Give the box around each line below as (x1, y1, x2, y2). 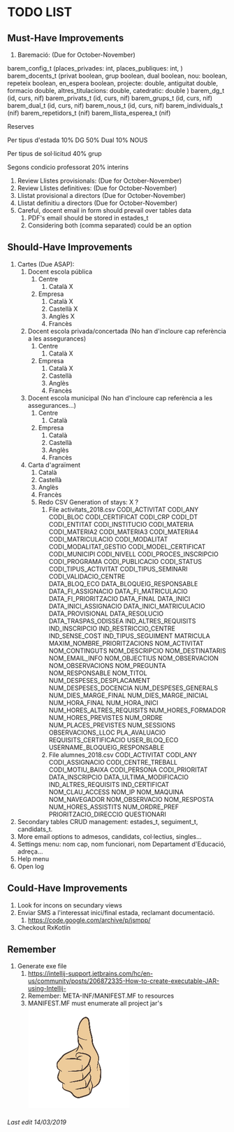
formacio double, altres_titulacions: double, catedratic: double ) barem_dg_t (7, 87, 225, 94)
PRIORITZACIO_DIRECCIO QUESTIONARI (48, 809, 166, 819)
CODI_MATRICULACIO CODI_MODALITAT (48, 535, 168, 543)
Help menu (17, 854, 50, 863)
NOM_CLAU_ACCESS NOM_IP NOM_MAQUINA (48, 788, 184, 796)
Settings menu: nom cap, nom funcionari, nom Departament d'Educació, (17, 840, 226, 848)
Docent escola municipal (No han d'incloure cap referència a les (27, 393, 213, 402)
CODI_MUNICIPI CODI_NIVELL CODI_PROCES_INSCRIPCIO (48, 550, 219, 558)
